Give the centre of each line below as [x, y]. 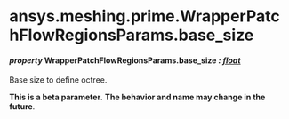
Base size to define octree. [58, 80]
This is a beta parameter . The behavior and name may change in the [137, 97]
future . [22, 107]
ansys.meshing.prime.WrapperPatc [144, 16]
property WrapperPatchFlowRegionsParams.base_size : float [125, 60]
